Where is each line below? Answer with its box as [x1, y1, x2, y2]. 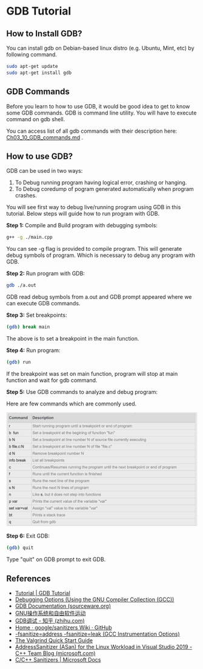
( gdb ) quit [6, 545, 34, 551]
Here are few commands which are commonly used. [6, 400, 137, 407]
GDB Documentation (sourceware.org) [15, 602, 111, 610]
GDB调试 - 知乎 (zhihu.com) [15, 617, 85, 625]
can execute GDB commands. [6, 300, 81, 307]
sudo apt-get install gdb [6, 70, 72, 76]
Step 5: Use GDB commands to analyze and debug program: [6, 388, 158, 395]
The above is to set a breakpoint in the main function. [6, 335, 139, 342]
